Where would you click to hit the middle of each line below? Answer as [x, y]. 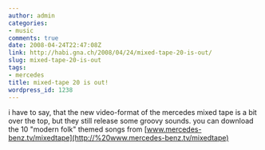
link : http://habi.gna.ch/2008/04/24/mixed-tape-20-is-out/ [111, 53]
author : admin [32, 16]
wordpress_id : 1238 [41, 90]
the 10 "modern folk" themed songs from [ [78, 129]
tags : [17, 68]
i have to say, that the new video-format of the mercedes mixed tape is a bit [132, 112]
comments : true [34, 38]
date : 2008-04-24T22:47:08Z [55, 45]
